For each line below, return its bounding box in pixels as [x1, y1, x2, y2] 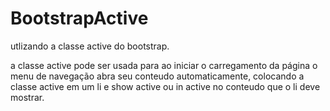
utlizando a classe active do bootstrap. [10, 40, 170, 52]
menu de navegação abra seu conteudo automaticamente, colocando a [10, 70, 305, 82]
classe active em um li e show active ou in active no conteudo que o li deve [10, 80, 321, 92]
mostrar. [10, 91, 45, 103]
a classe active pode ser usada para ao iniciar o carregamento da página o [10, 59, 318, 71]
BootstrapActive [10, 7, 149, 30]
